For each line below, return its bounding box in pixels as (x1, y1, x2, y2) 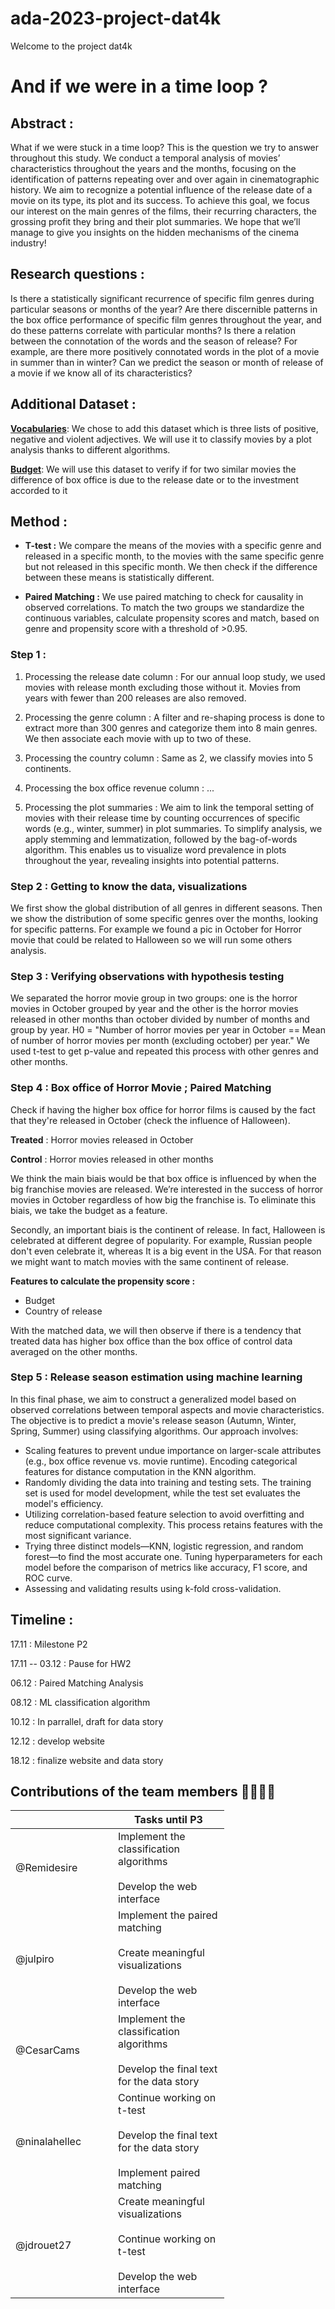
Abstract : (10, 115, 74, 132)
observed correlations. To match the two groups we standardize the (24, 602, 305, 614)
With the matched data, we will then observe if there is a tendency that (10, 1324, 302, 1336)
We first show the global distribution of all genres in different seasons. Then (10, 902, 323, 914)
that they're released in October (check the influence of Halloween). (10, 1114, 291, 1126)
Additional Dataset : (10, 396, 137, 413)
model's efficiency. (24, 1497, 104, 1509)
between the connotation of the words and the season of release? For (10, 335, 298, 347)
